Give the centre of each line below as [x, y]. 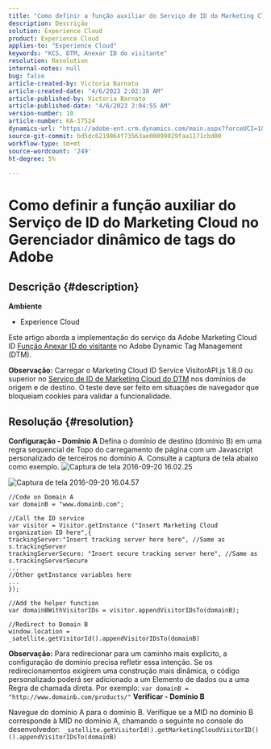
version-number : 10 [41, 114]
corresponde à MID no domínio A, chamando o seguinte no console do [126, 721]
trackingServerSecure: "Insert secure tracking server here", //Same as [133, 554]
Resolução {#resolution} [71, 421]
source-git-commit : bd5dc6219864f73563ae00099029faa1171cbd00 [115, 136]
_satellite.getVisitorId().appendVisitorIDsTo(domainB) [104, 639]
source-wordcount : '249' [50, 151]
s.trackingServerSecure [48, 561]
